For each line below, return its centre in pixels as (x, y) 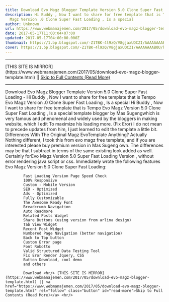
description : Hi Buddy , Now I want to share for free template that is (83, 15)
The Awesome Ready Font (48, 202)
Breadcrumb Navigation (47, 207)
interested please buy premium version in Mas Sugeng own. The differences (84, 145)
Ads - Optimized (40, 194)
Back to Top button (44, 237)
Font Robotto (37, 247)
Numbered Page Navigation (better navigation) (73, 233)
